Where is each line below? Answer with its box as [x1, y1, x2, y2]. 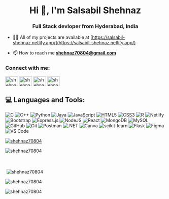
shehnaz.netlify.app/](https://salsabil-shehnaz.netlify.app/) [12, 40, 136, 46]
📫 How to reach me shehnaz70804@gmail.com [12, 50, 117, 56]
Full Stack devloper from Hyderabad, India [32, 23, 139, 30]
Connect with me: [5, 65, 50, 72]
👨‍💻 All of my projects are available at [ [12, 34, 92, 40]
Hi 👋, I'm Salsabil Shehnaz [29, 5, 141, 16]
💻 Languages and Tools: [5, 96, 85, 104]
